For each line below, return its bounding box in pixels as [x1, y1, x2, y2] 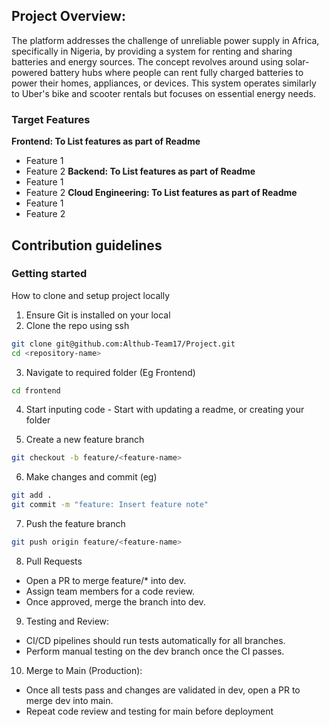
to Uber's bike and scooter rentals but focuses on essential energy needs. [11, 87, 316, 99]
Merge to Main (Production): [25, 664, 143, 676]
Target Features [11, 112, 91, 126]
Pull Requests [25, 555, 83, 567]
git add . [11, 490, 53, 501]
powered [11, 66, 48, 78]
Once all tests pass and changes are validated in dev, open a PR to [25, 684, 301, 696]
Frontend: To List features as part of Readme [11, 135, 201, 148]
